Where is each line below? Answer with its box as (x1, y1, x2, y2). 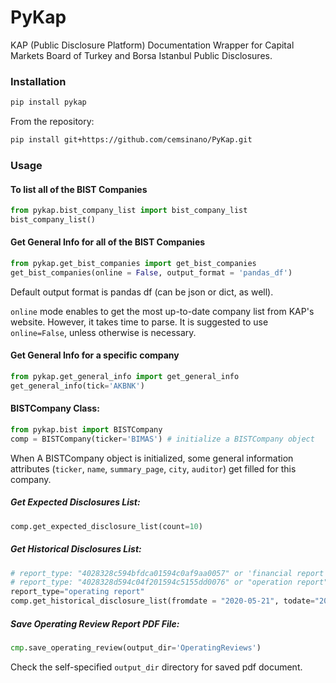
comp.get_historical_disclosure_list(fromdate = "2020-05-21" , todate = (10, 596, 315, 606)
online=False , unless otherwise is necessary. (10, 326, 197, 338)
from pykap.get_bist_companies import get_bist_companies (10, 259, 257, 269)
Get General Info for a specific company (10, 349, 180, 361)
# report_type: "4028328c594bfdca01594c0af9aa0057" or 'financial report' (10, 568, 329, 578)
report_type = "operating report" (10, 587, 145, 597)
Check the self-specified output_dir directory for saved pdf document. (10, 661, 303, 673)
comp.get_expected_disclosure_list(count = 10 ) (10, 521, 203, 531)
